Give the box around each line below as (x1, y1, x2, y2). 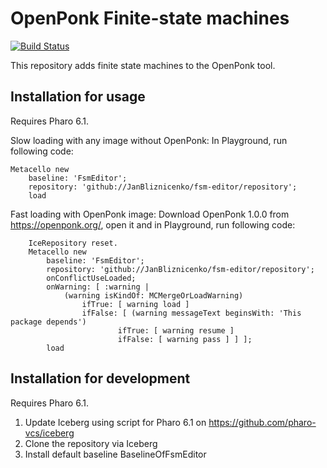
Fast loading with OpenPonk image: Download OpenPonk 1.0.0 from (10, 208, 290, 220)
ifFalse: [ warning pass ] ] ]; (117, 334, 253, 344)
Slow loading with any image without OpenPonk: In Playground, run (10, 134, 288, 146)
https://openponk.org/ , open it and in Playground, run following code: (10, 218, 296, 231)
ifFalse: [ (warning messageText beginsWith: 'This (81, 308, 302, 318)
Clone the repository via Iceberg (24, 437, 158, 449)
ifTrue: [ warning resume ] (117, 325, 235, 336)
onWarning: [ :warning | (46, 282, 150, 292)
